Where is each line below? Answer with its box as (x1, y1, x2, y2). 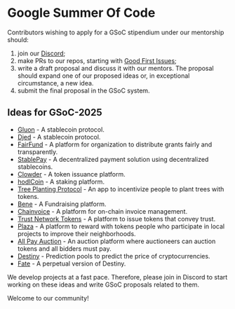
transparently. (17, 147, 58, 156)
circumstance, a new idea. (17, 78, 94, 87)
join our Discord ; (17, 49, 66, 57)
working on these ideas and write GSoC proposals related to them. (7, 280, 200, 289)
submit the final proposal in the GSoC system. (17, 86, 150, 95)
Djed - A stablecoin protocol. (17, 132, 101, 141)
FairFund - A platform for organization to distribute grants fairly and (17, 140, 213, 149)
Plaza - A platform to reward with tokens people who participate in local (17, 222, 225, 231)
